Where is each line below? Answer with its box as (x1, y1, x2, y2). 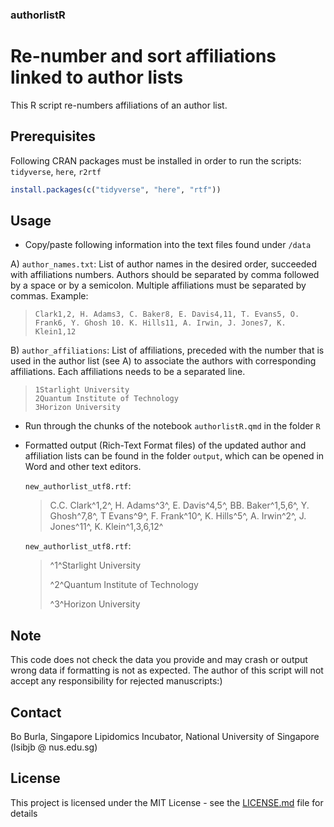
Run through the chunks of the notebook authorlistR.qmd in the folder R (24, 420, 321, 432)
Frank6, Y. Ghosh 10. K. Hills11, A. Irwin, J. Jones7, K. (34, 318, 287, 328)
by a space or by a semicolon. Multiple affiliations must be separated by (10, 279, 307, 292)
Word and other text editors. (24, 461, 142, 473)
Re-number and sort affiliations (10, 45, 277, 68)
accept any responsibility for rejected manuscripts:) (10, 675, 223, 687)
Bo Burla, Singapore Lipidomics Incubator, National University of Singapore (10, 730, 320, 742)
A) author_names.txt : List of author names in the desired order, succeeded (10, 258, 318, 270)
